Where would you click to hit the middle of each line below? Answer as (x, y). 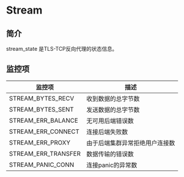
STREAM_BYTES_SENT (42, 109)
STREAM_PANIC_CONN (42, 165)
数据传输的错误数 (110, 154)
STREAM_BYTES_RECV (42, 98)
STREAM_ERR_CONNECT (44, 132)
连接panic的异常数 (112, 165)
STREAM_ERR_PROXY (40, 142)
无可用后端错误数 (110, 120)
